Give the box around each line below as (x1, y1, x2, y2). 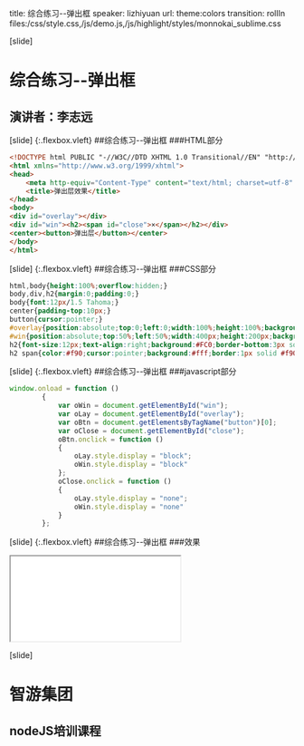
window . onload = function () (9, 384, 119, 393)
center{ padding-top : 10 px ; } (9, 306, 111, 315)
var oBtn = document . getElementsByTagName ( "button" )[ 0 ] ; (57, 418, 278, 427)
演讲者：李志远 (9, 109, 93, 124)
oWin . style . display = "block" (73, 460, 188, 470)
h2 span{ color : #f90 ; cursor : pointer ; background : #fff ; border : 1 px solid (9, 348, 278, 358)
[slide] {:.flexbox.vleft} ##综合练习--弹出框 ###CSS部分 (9, 263, 217, 274)
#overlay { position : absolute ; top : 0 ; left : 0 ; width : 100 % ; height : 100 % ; (9, 323, 265, 333)
